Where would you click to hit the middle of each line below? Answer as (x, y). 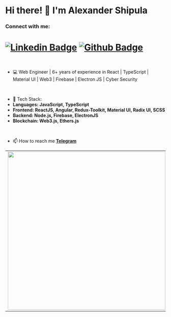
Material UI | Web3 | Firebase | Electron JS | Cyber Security (75, 79)
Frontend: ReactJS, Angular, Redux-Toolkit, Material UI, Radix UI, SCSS (89, 110)
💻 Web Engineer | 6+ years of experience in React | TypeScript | (81, 72)
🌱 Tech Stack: (27, 99)
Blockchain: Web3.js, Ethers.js (46, 121)
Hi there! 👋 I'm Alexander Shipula (76, 10)
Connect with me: (28, 27)
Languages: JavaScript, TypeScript (51, 105)
